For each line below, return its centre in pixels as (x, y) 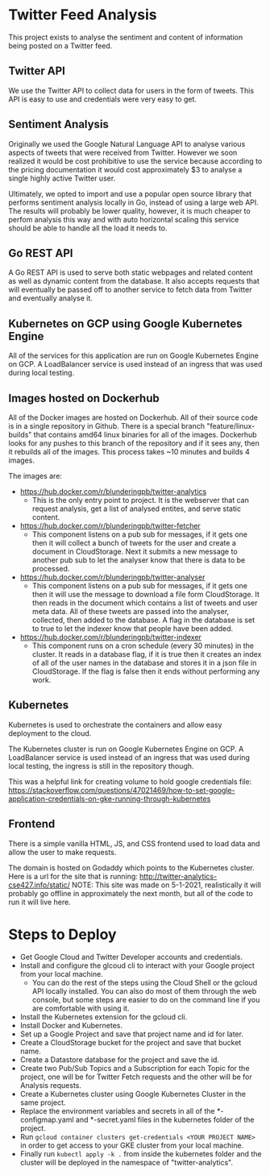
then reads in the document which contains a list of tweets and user (145, 603)
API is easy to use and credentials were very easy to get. (103, 99)
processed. (51, 569)
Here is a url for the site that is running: (73, 876)
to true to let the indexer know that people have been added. (133, 629)
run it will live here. (39, 902)
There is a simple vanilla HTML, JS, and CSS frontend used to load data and (134, 843)
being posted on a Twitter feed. (60, 45)
